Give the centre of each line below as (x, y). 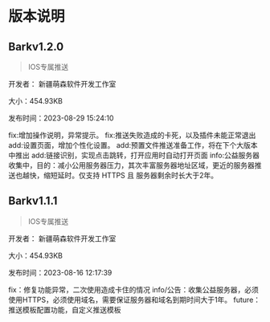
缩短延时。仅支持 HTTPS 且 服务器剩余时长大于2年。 (131, 175)
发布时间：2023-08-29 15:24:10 (61, 118)
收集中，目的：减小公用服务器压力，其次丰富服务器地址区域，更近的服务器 (131, 165)
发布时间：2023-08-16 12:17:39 (60, 272)
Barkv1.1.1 (33, 201)
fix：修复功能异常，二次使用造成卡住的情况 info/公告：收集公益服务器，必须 (134, 289)
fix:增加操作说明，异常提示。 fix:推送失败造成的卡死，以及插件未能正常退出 (132, 135)
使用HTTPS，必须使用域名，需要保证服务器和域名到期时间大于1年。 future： (135, 300)
